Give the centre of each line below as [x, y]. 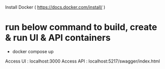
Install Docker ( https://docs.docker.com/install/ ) [55, 7]
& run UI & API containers [58, 38]
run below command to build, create [81, 27]
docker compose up [33, 51]
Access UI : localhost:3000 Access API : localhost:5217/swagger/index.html [82, 61]
